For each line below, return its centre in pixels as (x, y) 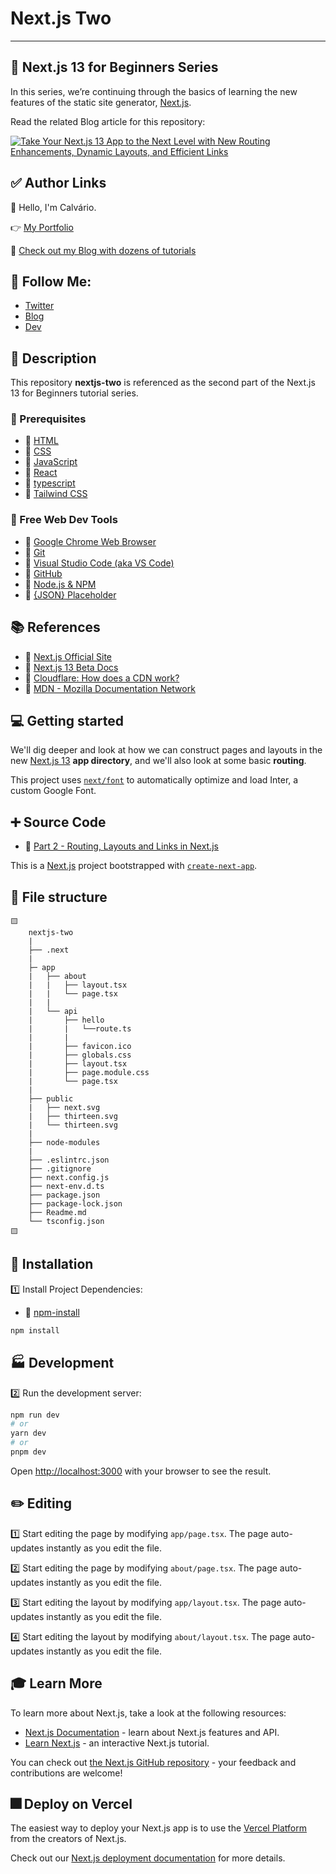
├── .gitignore (60, 1169)
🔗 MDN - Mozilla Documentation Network (110, 688)
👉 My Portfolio (42, 227)
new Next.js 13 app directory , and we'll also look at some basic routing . (158, 761)
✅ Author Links (58, 183)
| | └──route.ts (80, 1029)
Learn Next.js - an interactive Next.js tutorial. (117, 1743)
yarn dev (28, 1433)
